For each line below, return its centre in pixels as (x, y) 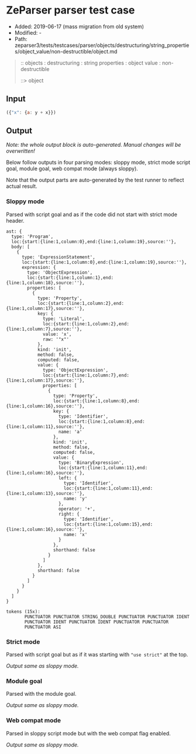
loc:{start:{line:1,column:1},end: (71, 277)
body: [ (21, 247)
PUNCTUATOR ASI (43, 627)
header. (15, 220)
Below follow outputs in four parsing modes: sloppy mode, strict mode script (98, 163)
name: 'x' (75, 534)
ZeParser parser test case (71, 10)
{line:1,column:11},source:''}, (45, 426)
